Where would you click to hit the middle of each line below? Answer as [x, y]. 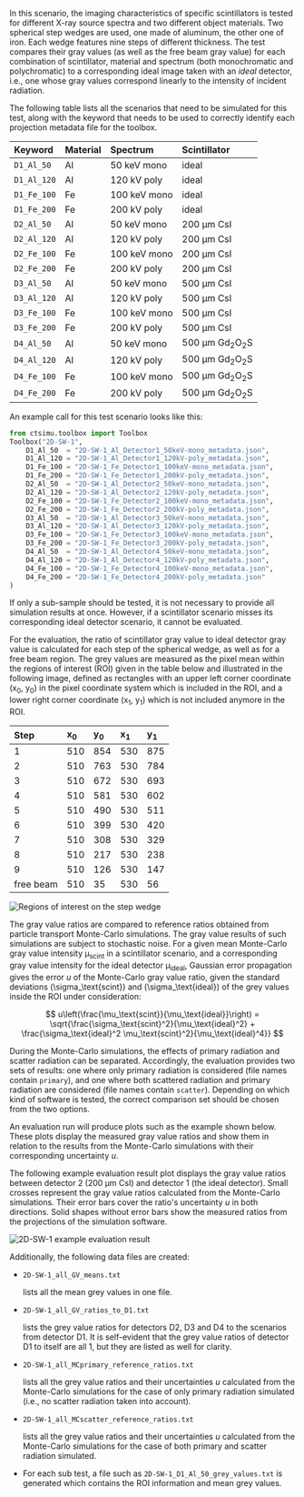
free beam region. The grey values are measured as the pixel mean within [147, 659]
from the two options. [50, 1109]
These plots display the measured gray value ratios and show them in [139, 1136]
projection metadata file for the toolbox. [83, 127]
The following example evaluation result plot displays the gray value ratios [148, 1173]
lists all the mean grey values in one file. [97, 1291]
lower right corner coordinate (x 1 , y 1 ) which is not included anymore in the [147, 701]
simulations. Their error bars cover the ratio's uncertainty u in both [134, 1202]
